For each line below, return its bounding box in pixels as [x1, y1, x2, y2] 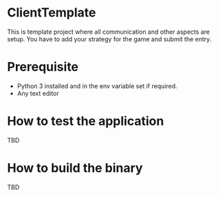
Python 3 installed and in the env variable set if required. [17, 81, 177, 90]
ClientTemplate [7, 5, 96, 21]
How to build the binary [7, 160, 143, 176]
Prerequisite [7, 59, 79, 75]
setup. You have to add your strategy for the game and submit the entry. [7, 34, 212, 43]
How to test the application [7, 114, 164, 129]
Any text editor [17, 89, 60, 97]
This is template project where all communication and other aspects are [7, 28, 210, 36]
